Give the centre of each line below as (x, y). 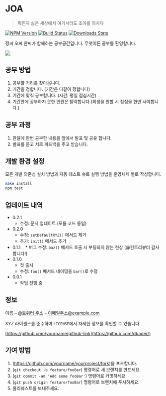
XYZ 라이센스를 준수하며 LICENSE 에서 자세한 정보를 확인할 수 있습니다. (73, 323)
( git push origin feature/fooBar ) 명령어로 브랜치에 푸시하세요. (76, 382)
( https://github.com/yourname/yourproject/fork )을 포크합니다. (75, 363)
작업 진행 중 (31, 282)
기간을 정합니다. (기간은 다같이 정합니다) (51, 89)
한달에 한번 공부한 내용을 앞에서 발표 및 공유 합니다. (62, 138)
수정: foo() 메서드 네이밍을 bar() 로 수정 (59, 271)
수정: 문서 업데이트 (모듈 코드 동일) (53, 223)
